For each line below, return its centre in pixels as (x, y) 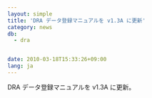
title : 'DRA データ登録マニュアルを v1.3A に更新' (77, 21)
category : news (30, 27)
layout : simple (30, 14)
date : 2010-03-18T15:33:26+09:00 (57, 60)
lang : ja (20, 66)
